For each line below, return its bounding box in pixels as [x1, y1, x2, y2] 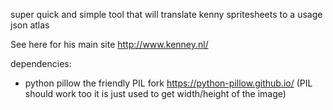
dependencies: [10, 58, 72, 69]
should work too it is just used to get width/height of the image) [24, 88, 287, 99]
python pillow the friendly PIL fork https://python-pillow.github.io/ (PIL [24, 77, 313, 89]
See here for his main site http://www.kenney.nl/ [10, 39, 209, 50]
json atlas [10, 19, 50, 31]
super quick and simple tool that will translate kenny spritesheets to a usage [10, 9, 323, 20]
